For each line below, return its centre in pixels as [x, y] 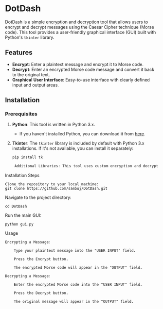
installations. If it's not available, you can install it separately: [73, 148]
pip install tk [27, 157]
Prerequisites [21, 114]
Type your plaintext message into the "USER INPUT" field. [75, 251]
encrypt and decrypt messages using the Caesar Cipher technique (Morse [80, 27]
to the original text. [31, 74]
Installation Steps [22, 176]
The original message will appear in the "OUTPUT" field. [74, 302]
